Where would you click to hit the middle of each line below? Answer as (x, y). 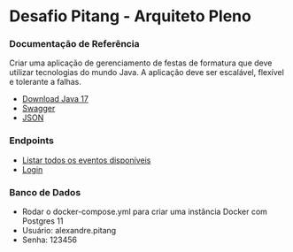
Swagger (39, 109)
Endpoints (32, 141)
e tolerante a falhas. (46, 82)
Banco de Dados (45, 192)
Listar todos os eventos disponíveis (86, 160)
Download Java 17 (55, 99)
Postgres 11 (42, 221)
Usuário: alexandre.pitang (69, 231)
